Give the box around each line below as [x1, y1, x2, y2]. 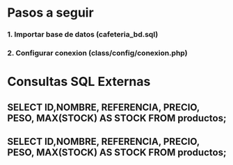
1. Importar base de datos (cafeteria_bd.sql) [7, 30, 159, 40]
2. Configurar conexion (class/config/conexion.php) [7, 49, 188, 58]
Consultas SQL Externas [7, 74, 151, 89]
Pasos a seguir [7, 5, 94, 21]
